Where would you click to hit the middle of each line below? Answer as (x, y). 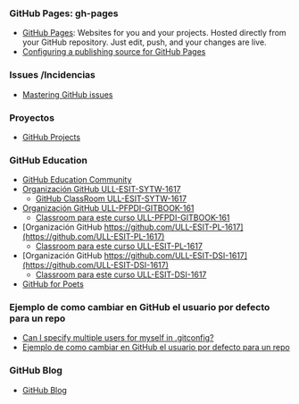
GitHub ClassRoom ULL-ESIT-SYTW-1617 (111, 198)
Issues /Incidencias (53, 75)
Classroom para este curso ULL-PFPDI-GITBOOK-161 (133, 218)
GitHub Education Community (77, 180)
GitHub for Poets (53, 284)
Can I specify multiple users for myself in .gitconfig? (118, 338)
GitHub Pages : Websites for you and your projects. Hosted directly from (154, 33)
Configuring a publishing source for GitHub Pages (114, 52)
